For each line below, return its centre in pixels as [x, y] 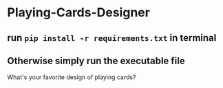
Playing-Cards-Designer [78, 13]
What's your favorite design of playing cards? [72, 77]
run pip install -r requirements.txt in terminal [112, 38]
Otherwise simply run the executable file [96, 60]
